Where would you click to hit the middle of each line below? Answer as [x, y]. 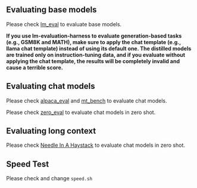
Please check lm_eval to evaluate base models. [64, 24]
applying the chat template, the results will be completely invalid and [93, 61]
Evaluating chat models [51, 86]
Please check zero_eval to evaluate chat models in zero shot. [81, 112]
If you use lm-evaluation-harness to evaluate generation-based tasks [94, 36]
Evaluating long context [51, 131]
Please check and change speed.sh [49, 178]
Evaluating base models [51, 10]
